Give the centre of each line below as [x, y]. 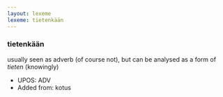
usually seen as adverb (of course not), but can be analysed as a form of [112, 59]
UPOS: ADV [34, 80]
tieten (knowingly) [33, 67]
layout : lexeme [29, 14]
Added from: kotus [44, 87]
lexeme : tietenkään [36, 20]
